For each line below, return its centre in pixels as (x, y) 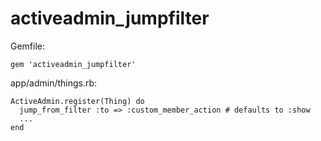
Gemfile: (28, 46)
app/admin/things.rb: (54, 83)
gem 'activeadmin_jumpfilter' (73, 64)
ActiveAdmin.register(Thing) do (77, 101)
